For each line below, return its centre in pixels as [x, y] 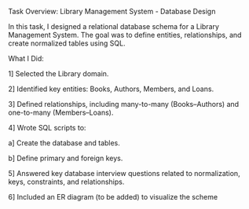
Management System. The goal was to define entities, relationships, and [125, 35]
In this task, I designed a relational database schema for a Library [114, 26]
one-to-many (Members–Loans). [61, 112]
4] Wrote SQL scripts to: [47, 128]
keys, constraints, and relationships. [66, 181]
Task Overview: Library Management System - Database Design [112, 11]
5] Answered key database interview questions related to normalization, [124, 173]
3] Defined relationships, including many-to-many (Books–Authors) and [124, 104]
